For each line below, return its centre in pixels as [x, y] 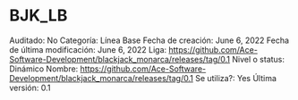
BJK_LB [38, 16]
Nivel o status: [258, 59]
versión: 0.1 [30, 87]
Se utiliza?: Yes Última [236, 78]
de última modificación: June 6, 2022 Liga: [88, 49]
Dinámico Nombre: [44, 69]
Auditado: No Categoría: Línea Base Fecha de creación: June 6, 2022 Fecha [149, 40]
